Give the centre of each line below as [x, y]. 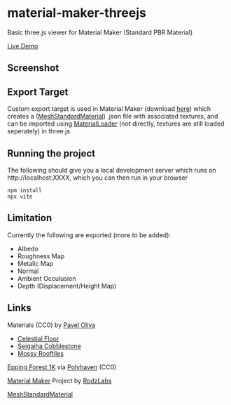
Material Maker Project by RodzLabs [59, 380]
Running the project [51, 153]
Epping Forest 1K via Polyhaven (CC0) [62, 367]
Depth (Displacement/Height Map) [67, 286]
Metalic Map [35, 263]
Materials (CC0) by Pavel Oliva [51, 325]
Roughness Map [41, 256]
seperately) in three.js [39, 131]
